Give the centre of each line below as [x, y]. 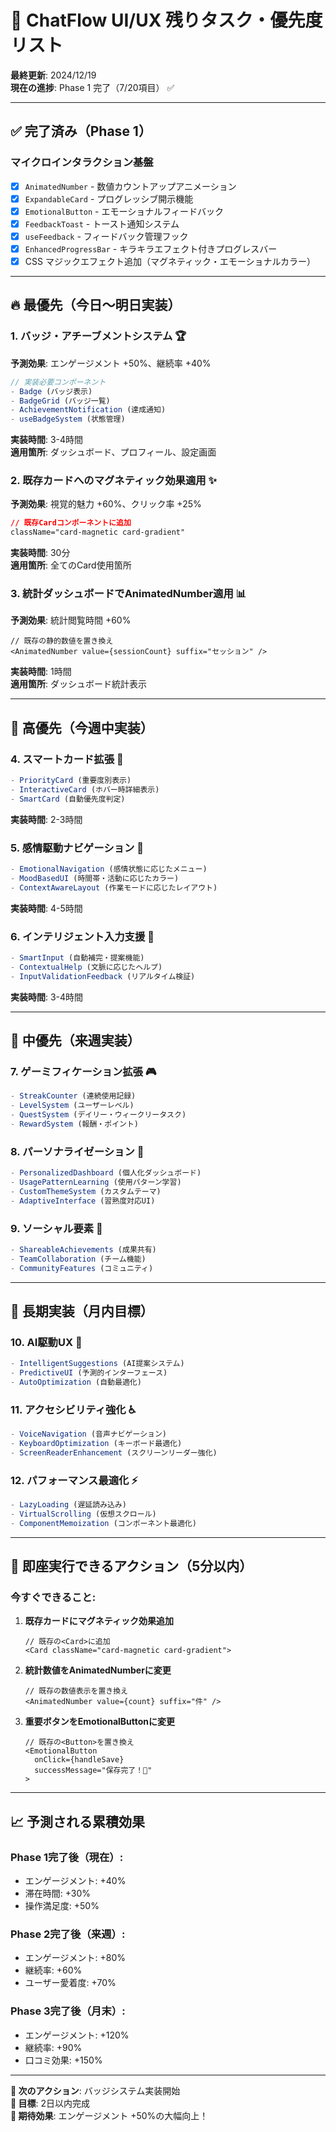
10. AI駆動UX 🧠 [46, 1342]
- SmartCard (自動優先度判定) [68, 799]
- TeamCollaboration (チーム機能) [78, 1259]
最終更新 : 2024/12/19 [53, 75]
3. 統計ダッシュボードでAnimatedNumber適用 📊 [128, 594]
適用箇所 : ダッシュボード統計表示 [78, 684]
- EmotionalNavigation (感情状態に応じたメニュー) [109, 869]
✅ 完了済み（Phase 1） [81, 131]
